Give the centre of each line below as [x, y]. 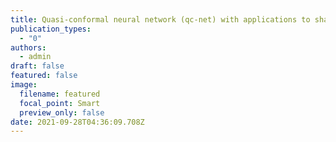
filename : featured [60, 94]
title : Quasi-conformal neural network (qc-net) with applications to [160, 19]
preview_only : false [62, 112]
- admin [35, 57]
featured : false [44, 76]
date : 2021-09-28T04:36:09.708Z [77, 122]
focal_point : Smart [60, 103]
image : [24, 85]
